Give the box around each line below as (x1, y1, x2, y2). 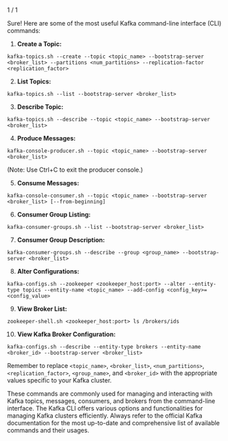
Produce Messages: (16, 134, 76, 142)
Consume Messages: (16, 179, 80, 187)
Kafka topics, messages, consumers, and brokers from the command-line (7, 397, 216, 405)
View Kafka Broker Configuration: (16, 330, 116, 338)
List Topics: (16, 77, 52, 85)
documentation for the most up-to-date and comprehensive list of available (7, 419, 220, 427)
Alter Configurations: (16, 267, 80, 275)
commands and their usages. (7, 427, 89, 434)
